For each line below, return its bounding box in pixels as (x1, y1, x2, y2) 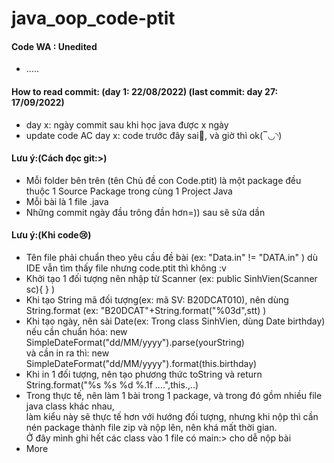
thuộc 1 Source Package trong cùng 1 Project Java (25, 185, 233, 197)
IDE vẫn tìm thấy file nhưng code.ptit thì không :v (25, 262, 227, 274)
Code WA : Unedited (11, 40, 98, 52)
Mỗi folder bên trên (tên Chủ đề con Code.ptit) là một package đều (25, 174, 302, 186)
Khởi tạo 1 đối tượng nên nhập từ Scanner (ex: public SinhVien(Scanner (25, 273, 318, 284)
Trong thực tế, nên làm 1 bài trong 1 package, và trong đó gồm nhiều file (25, 390, 323, 401)
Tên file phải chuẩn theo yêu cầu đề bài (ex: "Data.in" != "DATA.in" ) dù (25, 252, 318, 263)
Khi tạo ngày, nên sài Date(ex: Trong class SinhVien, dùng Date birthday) (25, 315, 326, 327)
